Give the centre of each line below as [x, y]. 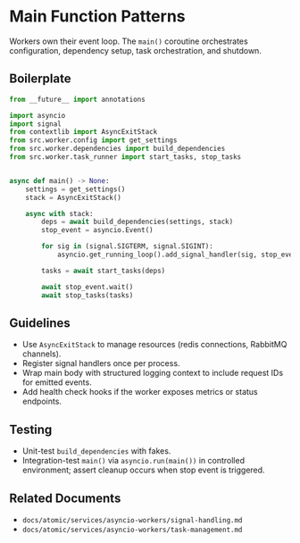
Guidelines [40, 323]
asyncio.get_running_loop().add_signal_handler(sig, [157, 255]
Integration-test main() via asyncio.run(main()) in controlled [133, 461]
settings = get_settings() [75, 189]
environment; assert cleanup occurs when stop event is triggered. [143, 470]
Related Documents [65, 498]
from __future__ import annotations [77, 99]
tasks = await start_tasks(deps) [104, 271]
